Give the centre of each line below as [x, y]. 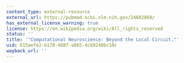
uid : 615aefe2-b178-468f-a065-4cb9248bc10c [62, 46]
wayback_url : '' [27, 51]
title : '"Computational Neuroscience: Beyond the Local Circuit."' [93, 40]
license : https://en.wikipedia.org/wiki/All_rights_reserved [85, 28]
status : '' [20, 34]
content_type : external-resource [48, 12]
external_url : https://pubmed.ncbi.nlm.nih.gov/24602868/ [81, 17]
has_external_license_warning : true [52, 23]
